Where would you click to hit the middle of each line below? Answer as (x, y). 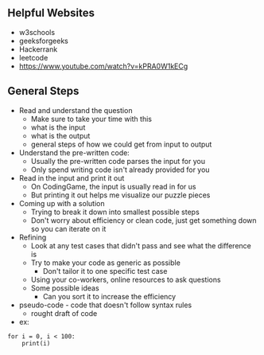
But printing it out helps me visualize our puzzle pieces (120, 195)
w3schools (37, 32)
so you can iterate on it (68, 228)
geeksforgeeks (43, 41)
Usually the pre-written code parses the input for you (118, 161)
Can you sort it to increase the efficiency (109, 296)
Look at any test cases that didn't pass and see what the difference (141, 245)
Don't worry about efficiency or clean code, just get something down (144, 220)
